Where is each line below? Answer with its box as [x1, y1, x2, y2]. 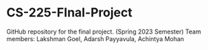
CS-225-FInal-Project [6, 5, 133, 21]
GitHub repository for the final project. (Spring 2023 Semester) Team [6, 27, 202, 36]
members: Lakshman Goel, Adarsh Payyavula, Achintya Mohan [6, 34, 185, 42]
